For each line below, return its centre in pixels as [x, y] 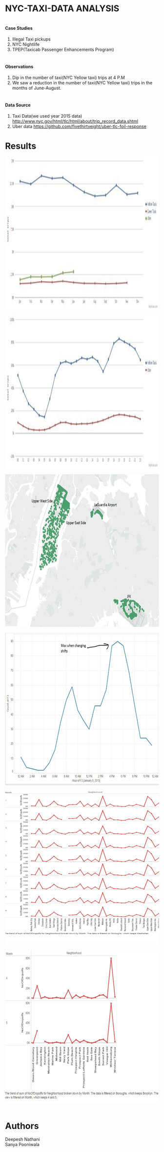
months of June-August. [37, 88]
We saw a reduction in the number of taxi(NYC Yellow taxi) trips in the [82, 82]
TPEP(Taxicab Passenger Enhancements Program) [63, 49]
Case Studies [19, 28]
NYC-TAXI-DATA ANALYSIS [62, 9]
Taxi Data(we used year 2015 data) [47, 116]
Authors [22, 1126]
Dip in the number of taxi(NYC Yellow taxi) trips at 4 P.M [69, 77]
